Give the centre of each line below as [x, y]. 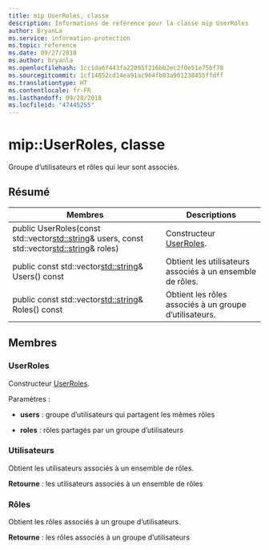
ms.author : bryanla [41, 61]
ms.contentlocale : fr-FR [50, 90]
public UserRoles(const [56, 228]
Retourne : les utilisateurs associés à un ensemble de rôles [106, 483]
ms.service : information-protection [69, 38]
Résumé [29, 192]
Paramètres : [29, 398]
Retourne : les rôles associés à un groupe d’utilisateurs [99, 537]
